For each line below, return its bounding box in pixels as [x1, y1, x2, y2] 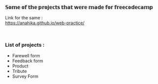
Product [12, 63, 28, 69]
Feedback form [12, 58, 43, 64]
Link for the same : [5, 15, 43, 21]
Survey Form [12, 73, 38, 79]
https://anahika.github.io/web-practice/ [5, 20, 85, 26]
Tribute [12, 68, 27, 74]
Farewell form [12, 52, 40, 58]
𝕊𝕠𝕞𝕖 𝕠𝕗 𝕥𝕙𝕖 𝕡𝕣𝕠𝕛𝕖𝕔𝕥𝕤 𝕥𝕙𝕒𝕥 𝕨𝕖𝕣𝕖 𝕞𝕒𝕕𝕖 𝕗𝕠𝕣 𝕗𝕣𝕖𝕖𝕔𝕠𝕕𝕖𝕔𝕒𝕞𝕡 [5, 4, 154, 11]
